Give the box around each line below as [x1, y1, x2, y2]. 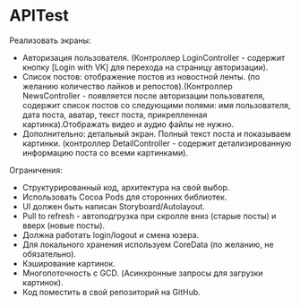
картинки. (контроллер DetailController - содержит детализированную [21, 138, 292, 149]
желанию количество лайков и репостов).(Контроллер [21, 81, 233, 91]
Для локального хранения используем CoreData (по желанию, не [21, 239, 275, 250]
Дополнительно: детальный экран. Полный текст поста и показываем [21, 128, 291, 139]
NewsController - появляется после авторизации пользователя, [21, 90, 266, 101]
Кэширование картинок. [21, 258, 116, 268]
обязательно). [21, 248, 77, 259]
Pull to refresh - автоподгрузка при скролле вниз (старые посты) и [21, 210, 277, 221]
